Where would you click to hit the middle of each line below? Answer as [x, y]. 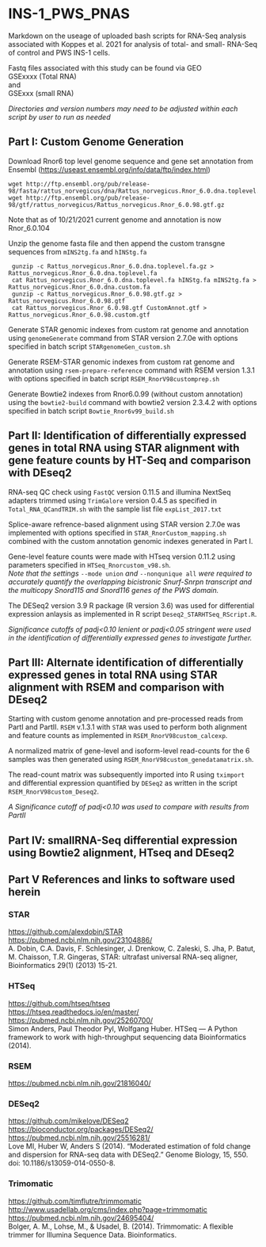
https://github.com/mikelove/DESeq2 [68, 1121]
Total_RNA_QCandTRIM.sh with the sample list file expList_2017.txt [115, 509]
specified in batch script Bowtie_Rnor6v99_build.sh [91, 411]
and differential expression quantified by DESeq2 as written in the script [123, 783]
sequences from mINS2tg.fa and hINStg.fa [78, 251]
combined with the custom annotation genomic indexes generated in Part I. [131, 541]
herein [25, 892]
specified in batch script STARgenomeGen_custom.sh [89, 346]
